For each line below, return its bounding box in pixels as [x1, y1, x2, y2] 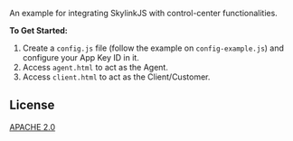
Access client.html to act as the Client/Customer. [22, 71, 211, 82]
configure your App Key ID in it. [22, 52, 140, 62]
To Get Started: [9, 25, 68, 35]
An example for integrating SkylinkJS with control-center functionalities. [9, 8, 278, 18]
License [9, 98, 55, 113]
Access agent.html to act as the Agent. [22, 62, 169, 72]
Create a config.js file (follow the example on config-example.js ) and [22, 42, 285, 53]
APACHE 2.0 [9, 121, 56, 132]
